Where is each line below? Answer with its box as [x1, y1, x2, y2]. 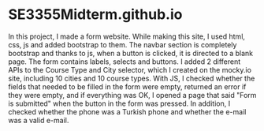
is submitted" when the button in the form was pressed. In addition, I [8, 99, 231, 108]
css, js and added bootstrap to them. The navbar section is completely [8, 39, 237, 49]
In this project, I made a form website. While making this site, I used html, [8, 32, 246, 41]
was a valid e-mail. [8, 115, 69, 125]
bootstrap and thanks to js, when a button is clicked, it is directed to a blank [8, 48, 254, 58]
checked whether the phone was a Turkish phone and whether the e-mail [8, 107, 247, 116]
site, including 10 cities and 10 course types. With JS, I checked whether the [8, 73, 255, 83]
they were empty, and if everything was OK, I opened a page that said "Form [8, 90, 257, 99]
